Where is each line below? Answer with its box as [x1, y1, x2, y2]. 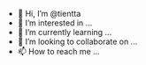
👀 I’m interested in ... [17, 18, 93, 28]
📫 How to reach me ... [17, 47, 100, 56]
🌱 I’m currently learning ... [17, 27, 112, 37]
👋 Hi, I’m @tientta [17, 9, 81, 18]
